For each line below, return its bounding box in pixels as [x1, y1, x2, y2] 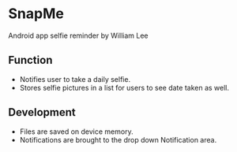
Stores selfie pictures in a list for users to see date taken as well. [19, 83, 230, 92]
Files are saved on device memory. [19, 127, 134, 136]
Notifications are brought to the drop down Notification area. [19, 135, 217, 144]
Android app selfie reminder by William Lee [8, 31, 149, 40]
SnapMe [8, 5, 65, 23]
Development [8, 106, 77, 119]
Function [8, 54, 53, 67]
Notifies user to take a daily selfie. [19, 74, 131, 83]
